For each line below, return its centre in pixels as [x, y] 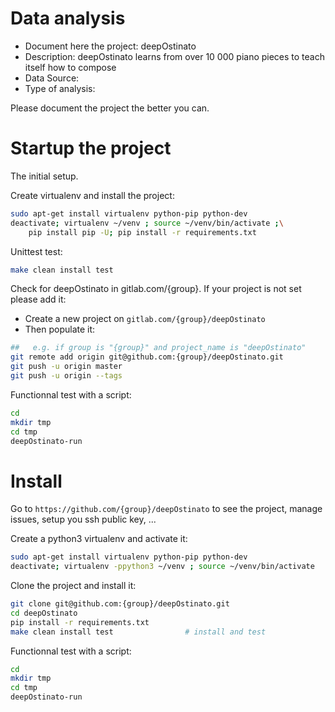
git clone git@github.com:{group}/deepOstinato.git [120, 604]
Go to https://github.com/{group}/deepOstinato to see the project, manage [166, 509]
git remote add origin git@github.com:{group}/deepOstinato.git [147, 357]
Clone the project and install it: [73, 586]
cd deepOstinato [44, 613]
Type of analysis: [60, 88]
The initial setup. [44, 176]
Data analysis [68, 18]
